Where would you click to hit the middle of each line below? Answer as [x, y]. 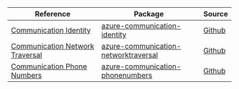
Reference [53, 14]
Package [149, 14]
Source [216, 14]
